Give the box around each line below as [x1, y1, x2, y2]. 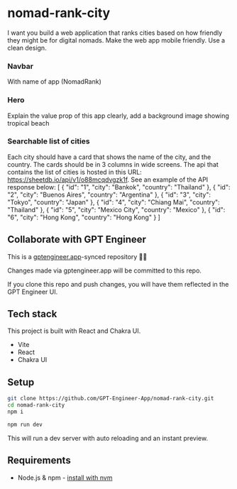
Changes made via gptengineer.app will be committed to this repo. [7, 266, 202, 275]
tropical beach [7, 119, 50, 127]
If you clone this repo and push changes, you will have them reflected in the [7, 280, 229, 288]
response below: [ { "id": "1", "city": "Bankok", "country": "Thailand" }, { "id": [7, 182, 231, 191]
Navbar [7, 61, 34, 71]
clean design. [7, 43, 48, 52]
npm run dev [7, 421, 43, 428]
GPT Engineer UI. [7, 287, 58, 296]
